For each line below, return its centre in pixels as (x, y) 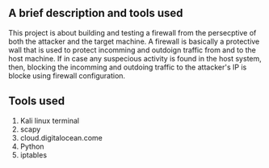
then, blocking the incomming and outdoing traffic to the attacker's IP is (128, 67)
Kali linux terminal (49, 120)
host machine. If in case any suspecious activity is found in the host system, (135, 58)
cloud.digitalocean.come (61, 137)
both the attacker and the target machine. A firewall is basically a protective (134, 41)
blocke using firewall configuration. (67, 75)
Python (32, 146)
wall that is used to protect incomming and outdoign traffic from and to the (132, 50)
